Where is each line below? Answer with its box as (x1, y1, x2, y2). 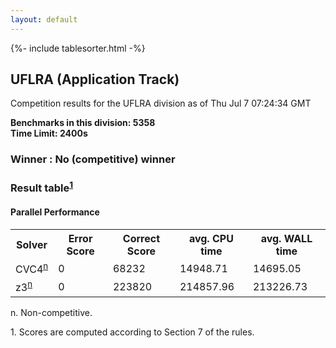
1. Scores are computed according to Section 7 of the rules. (10, 326, 255, 338)
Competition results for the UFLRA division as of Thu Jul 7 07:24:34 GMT (10, 97, 312, 110)
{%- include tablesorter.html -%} (10, 42, 146, 54)
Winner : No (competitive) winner (10, 152, 176, 166)
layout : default (10, 14, 78, 25)
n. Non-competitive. (10, 306, 93, 318)
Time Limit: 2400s (10, 127, 88, 140)
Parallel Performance (10, 206, 100, 218)
